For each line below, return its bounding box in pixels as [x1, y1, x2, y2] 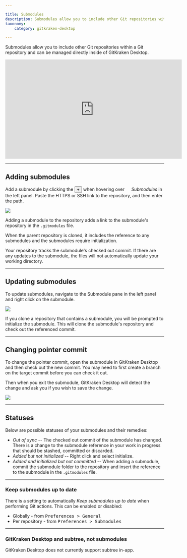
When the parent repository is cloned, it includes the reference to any [5, 233, 150, 239]
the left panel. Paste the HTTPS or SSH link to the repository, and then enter [5, 193, 163, 199]
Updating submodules [5, 277, 77, 286]
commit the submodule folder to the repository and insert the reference [12, 464, 161, 470]
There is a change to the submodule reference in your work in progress [12, 442, 161, 448]
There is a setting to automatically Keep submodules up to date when [5, 497, 149, 504]
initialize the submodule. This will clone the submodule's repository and [5, 321, 154, 327]
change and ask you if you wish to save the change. [5, 384, 113, 391]
